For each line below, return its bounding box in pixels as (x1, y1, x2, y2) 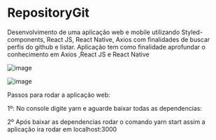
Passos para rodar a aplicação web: (7, 91, 110, 99)
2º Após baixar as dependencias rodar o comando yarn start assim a (7, 117, 206, 126)
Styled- (181, 28, 203, 36)
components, (7, 35, 45, 43)
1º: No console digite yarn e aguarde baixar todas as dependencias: (7, 104, 203, 112)
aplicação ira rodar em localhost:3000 (7, 125, 117, 133)
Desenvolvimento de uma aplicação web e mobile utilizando (7, 28, 180, 36)
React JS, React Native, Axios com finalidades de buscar (46, 35, 210, 43)
